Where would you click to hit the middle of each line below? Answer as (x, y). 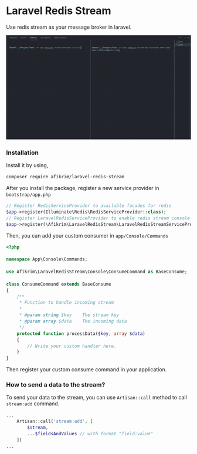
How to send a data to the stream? (56, 385)
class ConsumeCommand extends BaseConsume (59, 284)
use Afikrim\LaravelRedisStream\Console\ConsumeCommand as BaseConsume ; (97, 272)
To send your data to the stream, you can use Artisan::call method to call (97, 398)
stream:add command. (33, 404)
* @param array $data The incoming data (73, 321)
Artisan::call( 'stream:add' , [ (55, 421)
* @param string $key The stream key (69, 315)
